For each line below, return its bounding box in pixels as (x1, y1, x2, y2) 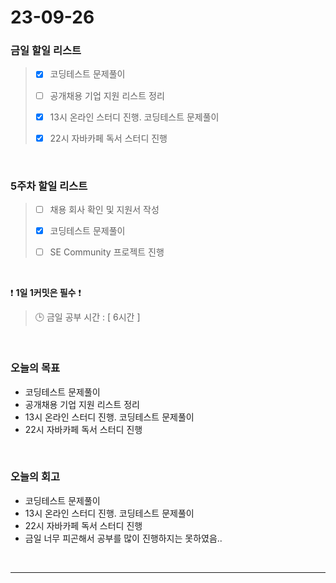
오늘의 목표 (10, 361, 61, 375)
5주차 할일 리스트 (10, 179, 88, 193)
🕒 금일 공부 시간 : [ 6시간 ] (34, 311, 141, 323)
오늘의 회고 (10, 470, 61, 484)
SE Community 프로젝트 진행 (49, 246, 165, 258)
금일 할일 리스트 (10, 44, 82, 58)
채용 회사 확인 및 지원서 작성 (49, 204, 160, 216)
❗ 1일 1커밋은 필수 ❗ (10, 287, 82, 299)
